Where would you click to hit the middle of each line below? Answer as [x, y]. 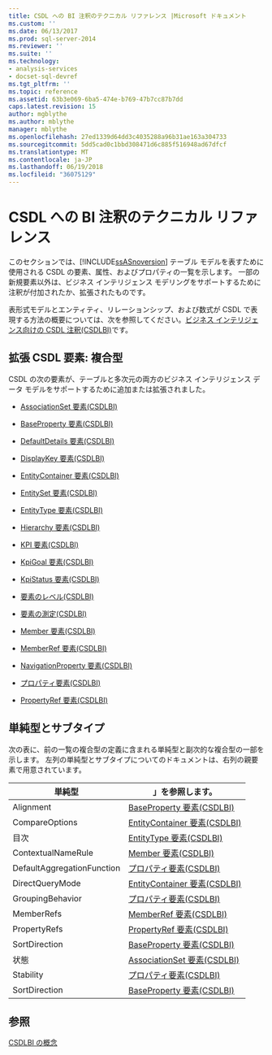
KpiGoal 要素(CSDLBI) [57, 562]
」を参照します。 [185, 792]
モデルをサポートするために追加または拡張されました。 [117, 389]
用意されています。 [54, 770]
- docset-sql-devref [43, 76]
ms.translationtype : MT [49, 152]
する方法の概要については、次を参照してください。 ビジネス [114, 319]
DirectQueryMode [47, 883]
